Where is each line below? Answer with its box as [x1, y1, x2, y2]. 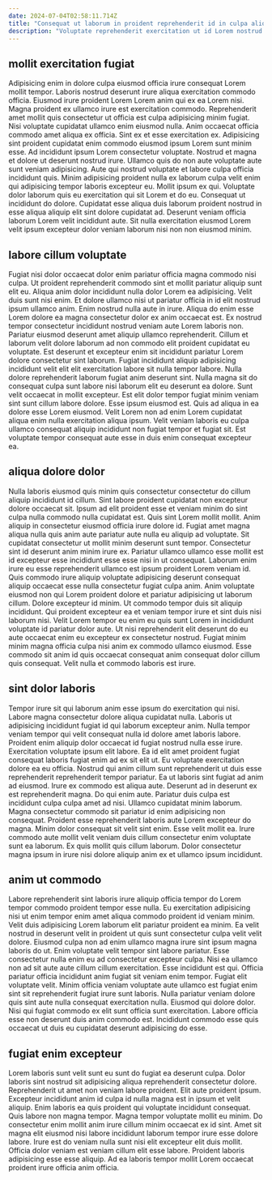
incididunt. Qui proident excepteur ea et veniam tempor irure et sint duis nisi [8, 606, 261, 616]
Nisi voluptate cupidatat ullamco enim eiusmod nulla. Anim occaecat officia [8, 121, 259, 131]
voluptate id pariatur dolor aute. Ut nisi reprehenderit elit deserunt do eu [8, 624, 249, 634]
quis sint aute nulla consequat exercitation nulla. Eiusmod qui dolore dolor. [8, 997, 257, 1008]
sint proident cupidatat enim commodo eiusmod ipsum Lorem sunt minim [8, 138, 253, 148]
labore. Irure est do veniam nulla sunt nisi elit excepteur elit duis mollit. [8, 1137, 243, 1147]
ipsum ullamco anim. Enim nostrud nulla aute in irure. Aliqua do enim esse [8, 304, 254, 313]
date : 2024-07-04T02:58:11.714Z [8, 11, 117, 20]
